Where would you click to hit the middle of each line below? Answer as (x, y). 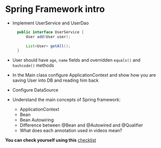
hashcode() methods (33, 65)
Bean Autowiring (37, 120)
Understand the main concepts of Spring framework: (66, 100)
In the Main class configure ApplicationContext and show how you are (84, 75)
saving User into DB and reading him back (55, 80)
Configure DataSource (35, 90)
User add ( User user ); (48, 37)
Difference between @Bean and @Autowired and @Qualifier (81, 125)
